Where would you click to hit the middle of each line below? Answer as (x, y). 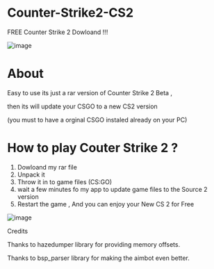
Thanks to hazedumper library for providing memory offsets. (94, 244)
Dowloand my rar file (47, 167)
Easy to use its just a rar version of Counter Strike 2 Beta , (90, 92)
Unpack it (31, 174)
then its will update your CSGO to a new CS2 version (82, 106)
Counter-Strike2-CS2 (71, 13)
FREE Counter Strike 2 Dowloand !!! (58, 32)
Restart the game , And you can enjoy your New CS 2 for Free (106, 204)
